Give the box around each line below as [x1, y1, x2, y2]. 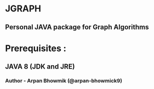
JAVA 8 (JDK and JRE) [5, 63, 75, 71]
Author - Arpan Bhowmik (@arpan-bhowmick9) [5, 78, 122, 85]
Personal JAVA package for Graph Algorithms [5, 23, 150, 31]
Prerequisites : [5, 43, 67, 54]
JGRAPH [5, 3, 41, 14]
